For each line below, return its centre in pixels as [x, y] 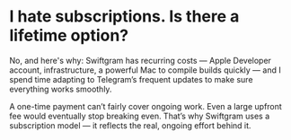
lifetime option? [69, 35]
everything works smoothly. [61, 89]
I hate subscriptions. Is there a [124, 17]
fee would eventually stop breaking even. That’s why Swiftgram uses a [140, 116]
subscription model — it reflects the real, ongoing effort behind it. [130, 125]
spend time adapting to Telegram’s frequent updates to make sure [131, 79]
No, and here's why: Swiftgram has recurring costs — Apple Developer [141, 60]
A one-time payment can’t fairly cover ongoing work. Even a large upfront [146, 106]
